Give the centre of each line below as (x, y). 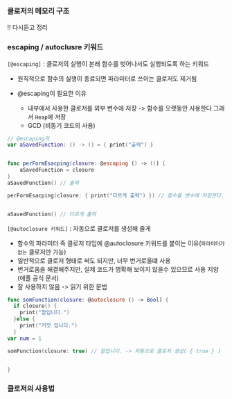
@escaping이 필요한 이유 (52, 93)
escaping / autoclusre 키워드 (55, 47)
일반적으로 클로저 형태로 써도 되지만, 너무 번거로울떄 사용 (94, 260)
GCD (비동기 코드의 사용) (61, 125)
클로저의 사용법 (31, 389)
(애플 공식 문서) (38, 278)
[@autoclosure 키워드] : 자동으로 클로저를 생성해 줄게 (79, 228)
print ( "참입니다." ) (45, 313)
